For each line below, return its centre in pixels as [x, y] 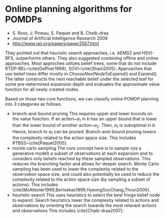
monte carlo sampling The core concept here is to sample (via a [77, 148]
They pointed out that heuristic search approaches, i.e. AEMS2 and [73, 53]
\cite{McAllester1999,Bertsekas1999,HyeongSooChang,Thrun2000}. [81, 190]
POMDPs [24, 19]
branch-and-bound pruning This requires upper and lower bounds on [82, 113]
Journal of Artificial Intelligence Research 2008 [60, 38]
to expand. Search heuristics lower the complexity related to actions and [85, 200]
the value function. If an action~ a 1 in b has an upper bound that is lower [85, 119]
